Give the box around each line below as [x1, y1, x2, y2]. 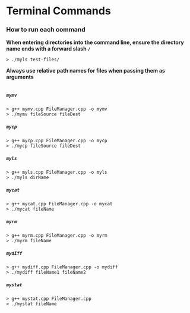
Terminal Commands [6, 4, 111, 18]
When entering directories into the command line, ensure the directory [6, 39, 184, 46]
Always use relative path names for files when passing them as [6, 67, 165, 74]
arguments [6, 73, 34, 81]
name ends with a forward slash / [6, 45, 91, 52]
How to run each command [6, 26, 86, 34]
